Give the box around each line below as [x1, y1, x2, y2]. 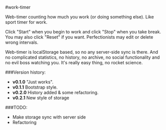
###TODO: [5, 105, 27, 110]
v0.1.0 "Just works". [12, 79, 54, 85]
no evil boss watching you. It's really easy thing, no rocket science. [5, 60, 143, 65]
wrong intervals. [5, 39, 38, 45]
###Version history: [5, 69, 46, 75]
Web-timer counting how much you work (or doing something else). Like [5, 14, 154, 19]
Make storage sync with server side [12, 114, 86, 120]
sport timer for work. [5, 19, 48, 25]
